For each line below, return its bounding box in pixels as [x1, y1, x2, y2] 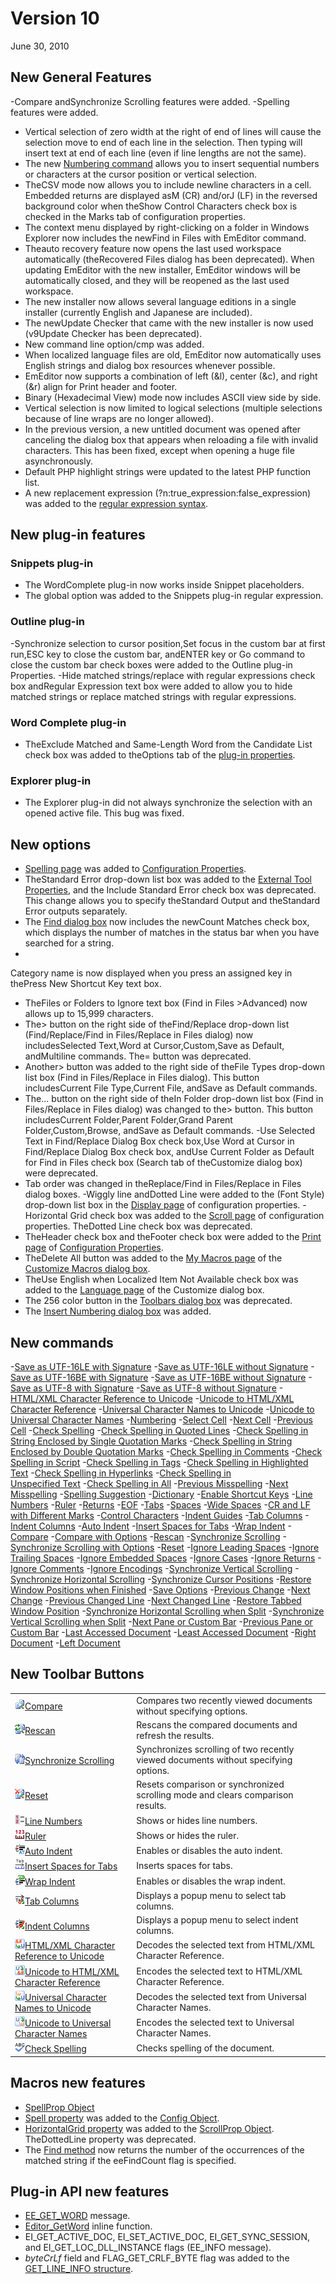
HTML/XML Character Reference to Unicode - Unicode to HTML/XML [10, 1392, 295, 1404]
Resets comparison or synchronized [136, 1778, 285, 1791]
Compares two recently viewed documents [136, 1694, 313, 1706]
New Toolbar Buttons [10, 1666, 145, 1683]
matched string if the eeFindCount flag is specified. [24, 2154, 237, 2166]
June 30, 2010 [10, 40, 70, 52]
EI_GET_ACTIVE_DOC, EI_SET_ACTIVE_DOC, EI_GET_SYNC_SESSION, [24, 2231, 311, 2243]
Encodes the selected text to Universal [136, 2017, 295, 2029]
